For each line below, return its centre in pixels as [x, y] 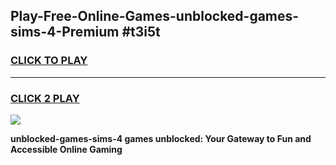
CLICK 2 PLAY [45, 98]
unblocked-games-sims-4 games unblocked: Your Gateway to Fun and [161, 138]
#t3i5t [141, 32]
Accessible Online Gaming [66, 149]
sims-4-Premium [65, 32]
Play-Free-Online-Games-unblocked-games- [155, 16]
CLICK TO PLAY [49, 61]
